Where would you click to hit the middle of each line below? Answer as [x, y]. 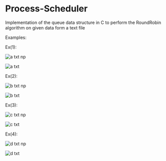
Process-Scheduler [46, 9]
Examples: [16, 37]
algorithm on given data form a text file [45, 27]
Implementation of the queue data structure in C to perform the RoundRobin [83, 22]
